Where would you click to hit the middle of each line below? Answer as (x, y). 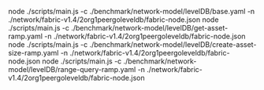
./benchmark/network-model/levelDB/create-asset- (173, 45)
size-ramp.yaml (33, 53)
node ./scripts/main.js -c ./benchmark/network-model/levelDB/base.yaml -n (132, 11)
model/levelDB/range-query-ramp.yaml (72, 69)
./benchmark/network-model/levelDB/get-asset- (149, 28)
